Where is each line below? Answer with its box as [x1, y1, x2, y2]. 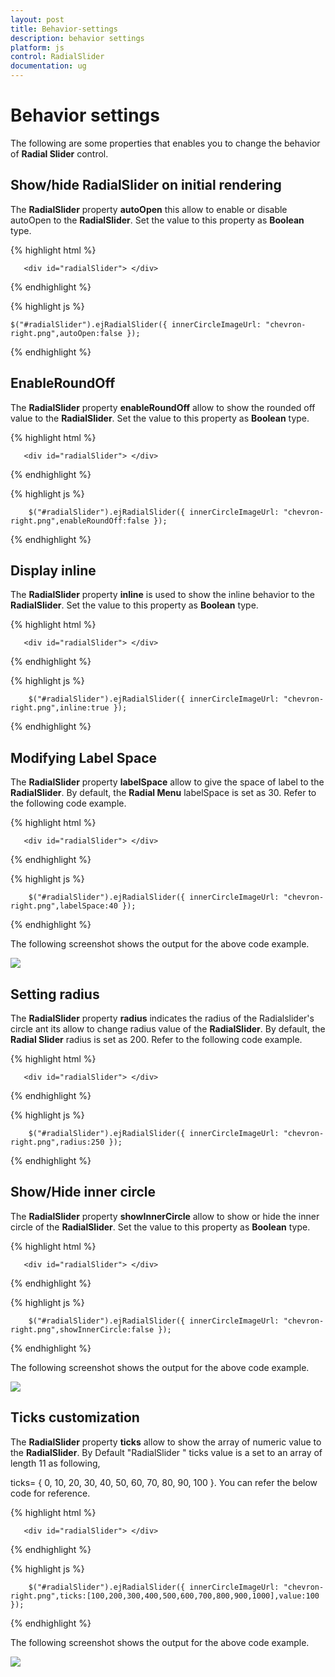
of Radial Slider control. [10, 147, 109, 160]
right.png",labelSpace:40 [10, 901, 118, 911]
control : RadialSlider [10, 52, 105, 62]
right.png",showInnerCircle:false [10, 1324, 155, 1335]
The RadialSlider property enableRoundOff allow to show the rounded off [10, 401, 316, 413]
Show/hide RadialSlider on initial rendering [10, 177, 282, 194]
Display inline [10, 562, 97, 579]
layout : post [10, 14, 65, 25]
